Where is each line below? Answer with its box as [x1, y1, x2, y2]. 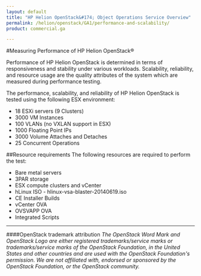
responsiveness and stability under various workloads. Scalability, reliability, [6, 65, 194, 73]
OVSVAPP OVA [14, 208, 52, 215]
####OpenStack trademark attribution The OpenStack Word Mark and [6, 231, 181, 238]
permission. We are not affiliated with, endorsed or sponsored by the [6, 256, 176, 264]
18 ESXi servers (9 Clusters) [14, 107, 84, 115]
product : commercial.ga [6, 25, 66, 32]
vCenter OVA [14, 201, 47, 208]
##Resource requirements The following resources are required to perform [6, 151, 191, 158]
